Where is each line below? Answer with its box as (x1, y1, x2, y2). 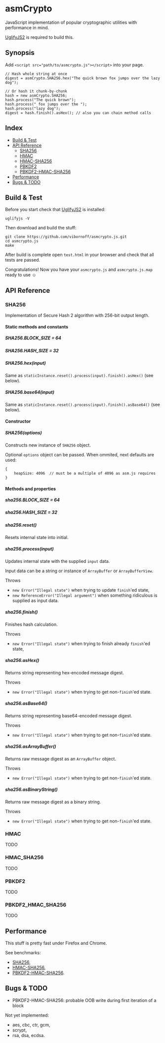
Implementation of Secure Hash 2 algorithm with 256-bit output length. (5, 313, 150, 319)
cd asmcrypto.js (5, 239, 39, 244)
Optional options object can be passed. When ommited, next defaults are (5, 451, 154, 457)
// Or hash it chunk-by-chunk (5, 89, 68, 94)
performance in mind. (5, 24, 49, 30)
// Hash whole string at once (5, 71, 68, 76)
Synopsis (5, 49, 35, 57)
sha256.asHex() (5, 657, 40, 663)
